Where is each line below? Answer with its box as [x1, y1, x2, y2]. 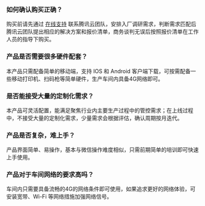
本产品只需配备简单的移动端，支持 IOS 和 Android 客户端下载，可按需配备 [6, 67, 191, 74]
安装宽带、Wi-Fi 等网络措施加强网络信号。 [6, 193, 113, 201]
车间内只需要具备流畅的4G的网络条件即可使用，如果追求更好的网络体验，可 [6, 185, 196, 193]
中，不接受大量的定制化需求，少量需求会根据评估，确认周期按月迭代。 [6, 114, 183, 121]
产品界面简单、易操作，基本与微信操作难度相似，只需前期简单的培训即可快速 [6, 146, 199, 154]
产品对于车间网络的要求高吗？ [6, 171, 95, 179]
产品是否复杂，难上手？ [6, 131, 75, 140]
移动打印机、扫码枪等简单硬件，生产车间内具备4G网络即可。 [11, 75, 164, 82]
